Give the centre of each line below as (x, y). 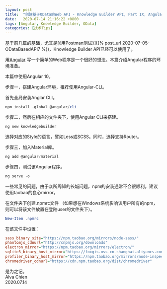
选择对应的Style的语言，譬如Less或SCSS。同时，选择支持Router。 (73, 137)
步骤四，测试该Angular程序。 (35, 166)
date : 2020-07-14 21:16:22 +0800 (42, 19)
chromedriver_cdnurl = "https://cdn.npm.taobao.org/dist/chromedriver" (79, 261)
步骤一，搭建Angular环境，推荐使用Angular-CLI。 (56, 87)
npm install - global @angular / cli (41, 107)
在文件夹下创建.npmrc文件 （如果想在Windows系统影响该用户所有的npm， (82, 203)
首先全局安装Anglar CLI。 (31, 98)
